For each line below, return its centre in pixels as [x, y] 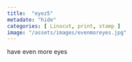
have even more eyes [37, 52]
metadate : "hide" [32, 20]
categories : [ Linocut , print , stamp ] [64, 26]
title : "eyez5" [30, 13]
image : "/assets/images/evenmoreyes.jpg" [67, 32]
